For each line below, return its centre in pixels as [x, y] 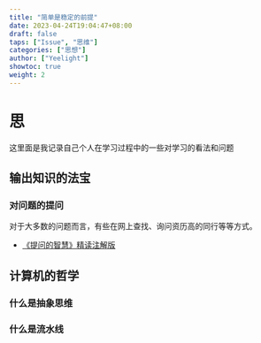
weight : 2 [27, 75]
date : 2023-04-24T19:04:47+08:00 [71, 26]
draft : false [33, 34]
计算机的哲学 [44, 275]
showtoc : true [35, 67]
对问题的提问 [37, 206]
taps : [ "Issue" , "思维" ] [54, 42]
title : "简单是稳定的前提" [54, 17]
